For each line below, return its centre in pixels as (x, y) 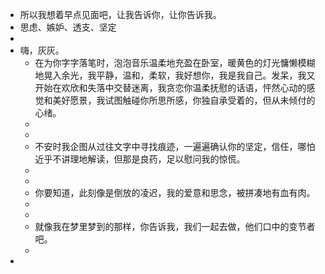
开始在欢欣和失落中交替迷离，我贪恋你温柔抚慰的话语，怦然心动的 (170, 87)
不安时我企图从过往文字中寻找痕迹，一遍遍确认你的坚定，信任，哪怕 (175, 146)
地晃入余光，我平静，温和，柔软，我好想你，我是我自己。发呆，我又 (175, 75)
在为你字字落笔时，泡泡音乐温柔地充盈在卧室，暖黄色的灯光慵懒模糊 (175, 62)
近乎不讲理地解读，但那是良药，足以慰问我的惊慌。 (140, 159)
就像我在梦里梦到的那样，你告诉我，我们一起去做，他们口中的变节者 (175, 226)
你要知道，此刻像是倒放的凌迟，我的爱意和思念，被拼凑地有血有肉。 (175, 192)
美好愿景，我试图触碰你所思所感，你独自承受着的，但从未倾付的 (184, 100)
